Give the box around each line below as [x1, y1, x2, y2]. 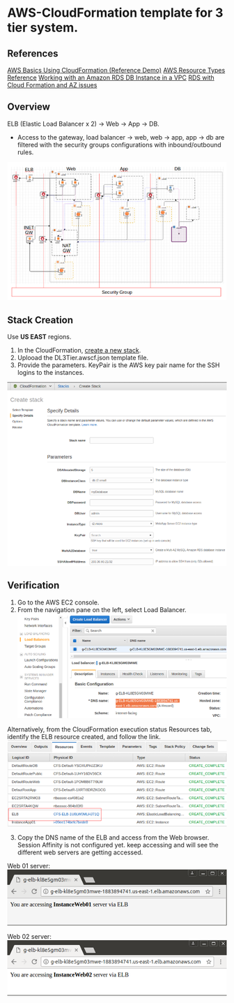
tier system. [7, 20, 79, 36]
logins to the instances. [17, 369, 85, 377]
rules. [17, 148, 34, 156]
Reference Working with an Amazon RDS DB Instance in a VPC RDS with [7, 73, 214, 82]
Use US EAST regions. [7, 333, 72, 341]
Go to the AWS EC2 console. [17, 598, 100, 607]
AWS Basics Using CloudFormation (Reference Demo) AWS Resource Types [7, 66, 226, 74]
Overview [7, 101, 51, 113]
